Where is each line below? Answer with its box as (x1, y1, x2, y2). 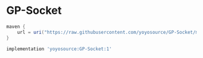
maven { (6, 24, 26, 30)
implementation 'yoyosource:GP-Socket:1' (6, 46, 112, 52)
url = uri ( (17, 29, 45, 35)
